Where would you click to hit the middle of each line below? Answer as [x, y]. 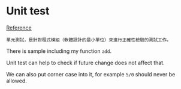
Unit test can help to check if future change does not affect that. [85, 63]
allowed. [16, 81]
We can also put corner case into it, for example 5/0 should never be [91, 74]
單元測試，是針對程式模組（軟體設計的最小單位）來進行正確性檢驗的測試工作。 [89, 40]
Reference [19, 28]
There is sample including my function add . [59, 51]
